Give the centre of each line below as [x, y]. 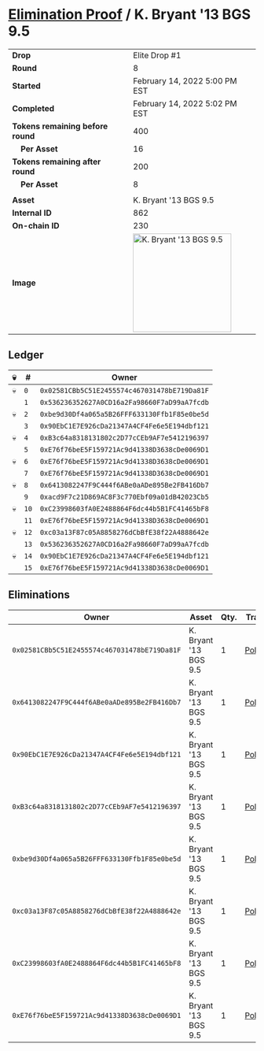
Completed [33, 108]
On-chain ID [36, 225]
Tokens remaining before [60, 126]
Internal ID [32, 213]
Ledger [26, 355]
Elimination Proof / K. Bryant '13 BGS [130, 15]
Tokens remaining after [57, 162]
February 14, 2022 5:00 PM [185, 80]
